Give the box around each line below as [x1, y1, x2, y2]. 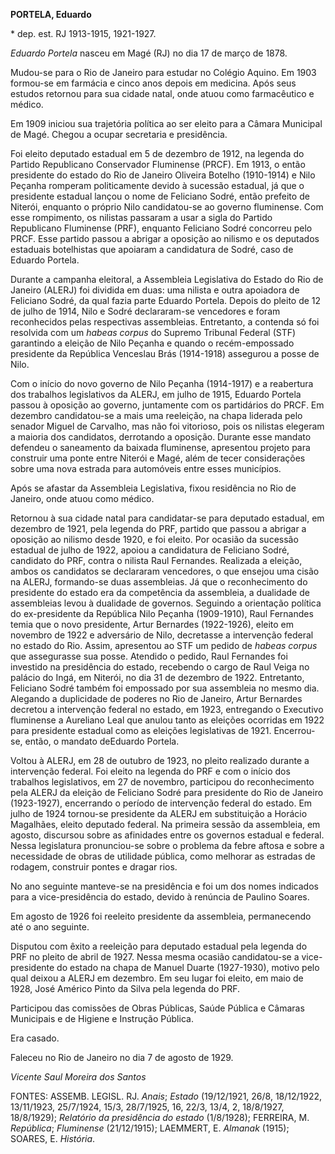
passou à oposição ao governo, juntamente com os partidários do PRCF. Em [10, 399, 325, 411]
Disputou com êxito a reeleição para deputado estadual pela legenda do [10, 940, 308, 952]
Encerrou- [273, 725, 316, 736]
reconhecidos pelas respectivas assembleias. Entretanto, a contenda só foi [10, 316, 320, 328]
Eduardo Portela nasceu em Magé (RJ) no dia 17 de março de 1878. [10, 47, 288, 59]
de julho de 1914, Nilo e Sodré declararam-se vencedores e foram [10, 305, 281, 317]
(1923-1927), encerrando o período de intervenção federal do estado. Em [10, 797, 313, 809]
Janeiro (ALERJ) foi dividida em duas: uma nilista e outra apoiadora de [10, 284, 300, 296]
